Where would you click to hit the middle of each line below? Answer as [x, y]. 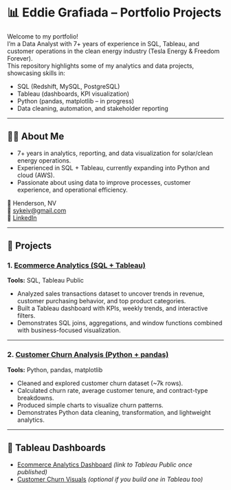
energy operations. [44, 160]
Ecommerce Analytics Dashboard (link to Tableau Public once [104, 465]
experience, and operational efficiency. [73, 190]
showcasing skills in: [36, 73]
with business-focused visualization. [69, 330]
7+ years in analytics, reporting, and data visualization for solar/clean [115, 153]
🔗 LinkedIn [22, 218]
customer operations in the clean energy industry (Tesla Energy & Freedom [113, 51]
